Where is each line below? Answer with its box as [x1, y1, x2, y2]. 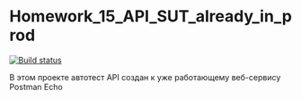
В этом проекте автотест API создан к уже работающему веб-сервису [9, 71, 281, 82]
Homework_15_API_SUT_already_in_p [9, 6, 292, 27]
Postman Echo [9, 81, 63, 92]
